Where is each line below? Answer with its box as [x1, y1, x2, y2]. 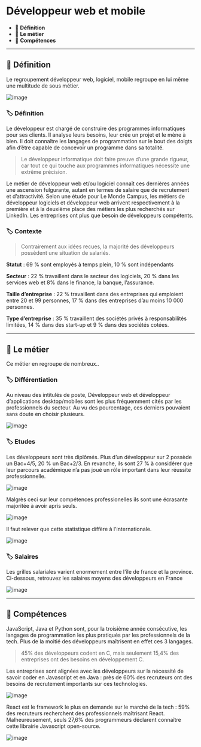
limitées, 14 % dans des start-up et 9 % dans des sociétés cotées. [6, 321, 169, 329]
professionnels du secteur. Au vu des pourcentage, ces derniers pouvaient [6, 404, 190, 411]
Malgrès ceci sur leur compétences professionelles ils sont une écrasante [6, 496, 188, 503]
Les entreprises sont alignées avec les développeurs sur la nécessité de [6, 667, 184, 674]
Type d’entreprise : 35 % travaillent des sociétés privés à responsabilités [6, 315, 187, 322]
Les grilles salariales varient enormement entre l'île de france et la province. [6, 568, 193, 576]
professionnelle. [6, 472, 46, 480]
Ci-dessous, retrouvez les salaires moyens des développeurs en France [6, 574, 183, 582]
